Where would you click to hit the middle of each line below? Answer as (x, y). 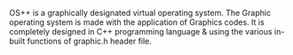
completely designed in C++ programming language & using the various (141, 31)
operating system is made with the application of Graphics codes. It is (137, 22)
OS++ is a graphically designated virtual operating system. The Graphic (140, 13)
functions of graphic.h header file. (90, 41)
